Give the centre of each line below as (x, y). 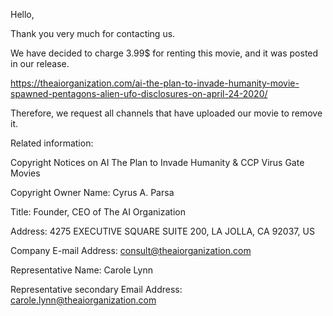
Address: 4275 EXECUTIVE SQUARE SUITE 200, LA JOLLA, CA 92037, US (162, 231)
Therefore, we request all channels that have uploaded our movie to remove (166, 113)
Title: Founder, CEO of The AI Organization (98, 212)
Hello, (22, 14)
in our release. (40, 63)
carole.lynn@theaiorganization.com (83, 300)
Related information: (52, 143)
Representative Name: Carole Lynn (81, 270)
